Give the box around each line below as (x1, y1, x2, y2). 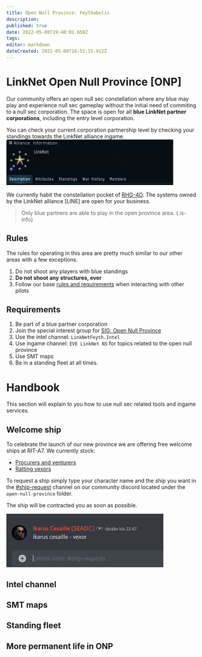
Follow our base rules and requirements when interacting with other (15, 280, 184, 288)
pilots (15, 287, 29, 294)
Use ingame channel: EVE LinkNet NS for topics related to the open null (15, 340, 192, 347)
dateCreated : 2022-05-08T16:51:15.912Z (6, 49, 107, 55)
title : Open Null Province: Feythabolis (6, 10, 110, 16)
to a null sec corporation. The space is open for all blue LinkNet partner (6, 108, 187, 115)
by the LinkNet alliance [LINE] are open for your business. (6, 197, 150, 204)
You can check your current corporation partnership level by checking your (6, 126, 195, 133)
